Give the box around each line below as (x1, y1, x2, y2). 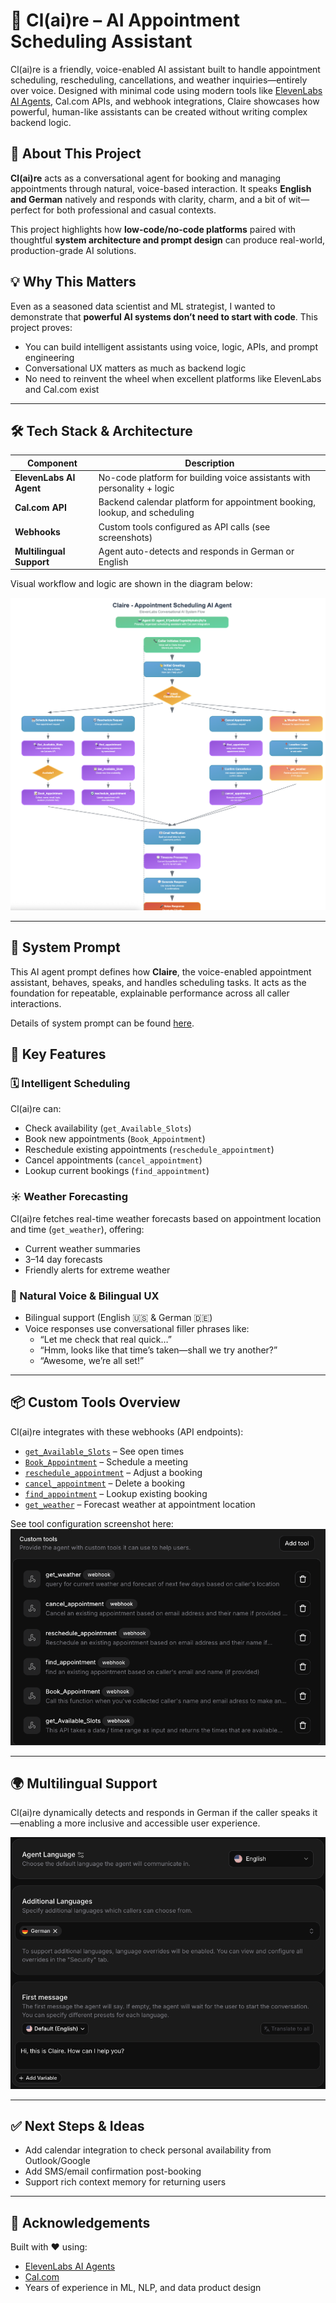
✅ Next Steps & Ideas (10, 2117, 145, 2134)
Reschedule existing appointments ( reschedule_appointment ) (24, 1144, 275, 1156)
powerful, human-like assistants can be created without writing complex (10, 105, 308, 118)
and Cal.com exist (24, 383, 100, 395)
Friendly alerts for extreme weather (24, 1264, 171, 1276)
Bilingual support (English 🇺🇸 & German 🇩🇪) (24, 1312, 213, 1324)
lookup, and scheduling (98, 507, 195, 519)
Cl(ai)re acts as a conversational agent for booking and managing (10, 172, 282, 184)
